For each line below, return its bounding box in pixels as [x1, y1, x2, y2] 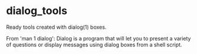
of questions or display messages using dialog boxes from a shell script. [6, 41, 182, 48]
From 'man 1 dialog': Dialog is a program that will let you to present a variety [6, 35, 191, 42]
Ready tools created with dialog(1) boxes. [6, 23, 106, 31]
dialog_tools [6, 4, 67, 18]
